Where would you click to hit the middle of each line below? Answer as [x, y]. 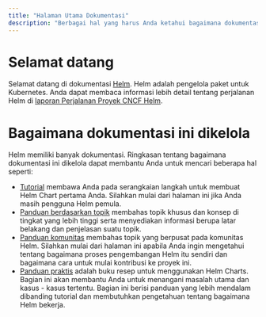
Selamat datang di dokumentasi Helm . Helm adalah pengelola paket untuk [129, 84]
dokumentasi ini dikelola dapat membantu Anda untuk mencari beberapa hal [133, 163]
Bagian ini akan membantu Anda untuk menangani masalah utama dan [134, 280]
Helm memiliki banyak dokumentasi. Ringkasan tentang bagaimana [117, 155]
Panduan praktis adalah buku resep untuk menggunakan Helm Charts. [134, 271]
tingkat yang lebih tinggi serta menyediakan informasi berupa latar [127, 221]
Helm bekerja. [42, 305]
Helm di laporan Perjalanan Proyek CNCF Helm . [85, 101]
